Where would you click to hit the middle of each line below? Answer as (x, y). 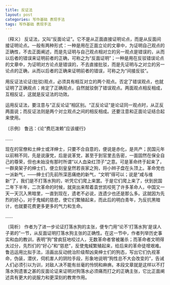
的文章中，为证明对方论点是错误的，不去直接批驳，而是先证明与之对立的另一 (85, 64)
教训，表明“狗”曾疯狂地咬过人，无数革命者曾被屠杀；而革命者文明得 (93, 239)
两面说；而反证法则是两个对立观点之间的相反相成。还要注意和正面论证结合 (83, 112)
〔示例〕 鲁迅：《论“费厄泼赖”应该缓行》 (47, 129)
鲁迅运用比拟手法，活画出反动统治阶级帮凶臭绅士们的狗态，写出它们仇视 (80, 252)
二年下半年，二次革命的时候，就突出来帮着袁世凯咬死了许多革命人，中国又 (83, 187)
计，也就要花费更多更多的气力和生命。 (45, 206)
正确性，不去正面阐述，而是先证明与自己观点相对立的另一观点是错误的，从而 (85, 52)
